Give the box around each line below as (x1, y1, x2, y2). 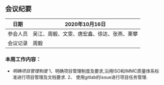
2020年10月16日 (64, 20, 106, 27)
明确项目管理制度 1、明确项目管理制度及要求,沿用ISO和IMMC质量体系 (12, 68, 155, 74)
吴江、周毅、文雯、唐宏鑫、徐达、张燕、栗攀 (32, 30, 138, 37)
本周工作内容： (5, 56, 41, 63)
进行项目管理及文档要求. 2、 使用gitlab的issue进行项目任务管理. (16, 74, 148, 81)
